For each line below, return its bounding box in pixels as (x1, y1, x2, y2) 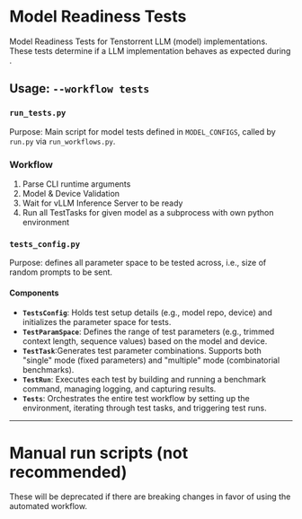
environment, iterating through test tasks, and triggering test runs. (22, 402, 267, 414)
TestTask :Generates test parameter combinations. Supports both (22, 346, 262, 356)
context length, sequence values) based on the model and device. (22, 336, 268, 347)
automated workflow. (9, 501, 88, 512)
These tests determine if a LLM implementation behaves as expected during (9, 45, 291, 56)
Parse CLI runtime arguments (22, 178, 131, 189)
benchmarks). (22, 365, 75, 375)
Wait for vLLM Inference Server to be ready (22, 198, 183, 208)
